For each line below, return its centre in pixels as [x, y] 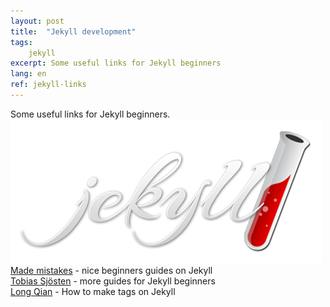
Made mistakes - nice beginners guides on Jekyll [111, 270]
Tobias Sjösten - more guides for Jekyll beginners [113, 281]
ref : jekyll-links [48, 85]
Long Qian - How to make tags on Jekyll [93, 291]
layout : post [37, 21]
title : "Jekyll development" [73, 31]
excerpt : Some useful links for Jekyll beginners [116, 63]
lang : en [28, 74]
